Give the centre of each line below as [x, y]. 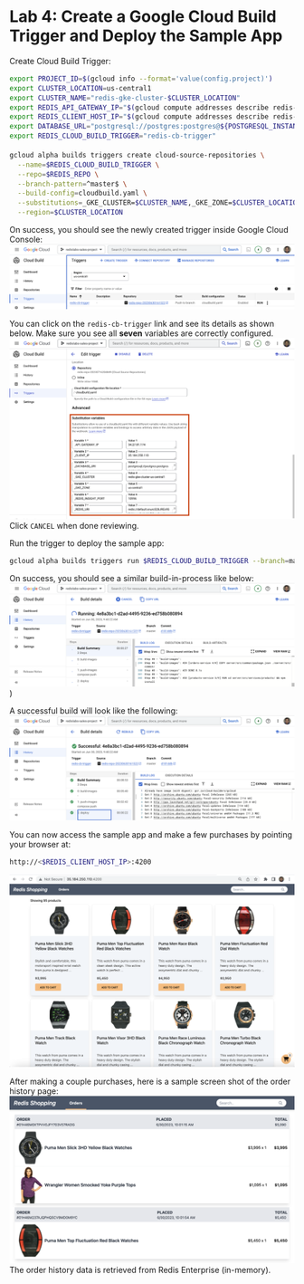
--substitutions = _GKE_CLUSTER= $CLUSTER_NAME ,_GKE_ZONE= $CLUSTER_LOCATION [159, 203]
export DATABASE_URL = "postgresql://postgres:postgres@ [115, 127]
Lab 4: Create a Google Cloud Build [143, 17]
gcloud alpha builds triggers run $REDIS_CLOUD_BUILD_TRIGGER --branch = [149, 561]
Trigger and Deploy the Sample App [146, 36]
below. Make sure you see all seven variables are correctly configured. [142, 333]
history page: [34, 1091]
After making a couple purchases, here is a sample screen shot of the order [150, 1081]
